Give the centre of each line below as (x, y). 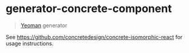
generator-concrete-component (89, 9)
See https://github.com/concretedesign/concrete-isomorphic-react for (94, 37)
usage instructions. (30, 43)
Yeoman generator (44, 25)
